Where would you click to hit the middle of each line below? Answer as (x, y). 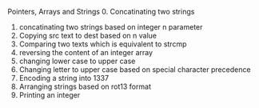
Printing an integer (50, 95)
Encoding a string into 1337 (64, 78)
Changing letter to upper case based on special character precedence (135, 70)
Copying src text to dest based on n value (88, 36)
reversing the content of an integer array (86, 52)
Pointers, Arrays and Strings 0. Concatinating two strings (101, 12)
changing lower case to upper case (77, 61)
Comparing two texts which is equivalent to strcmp (103, 44)
